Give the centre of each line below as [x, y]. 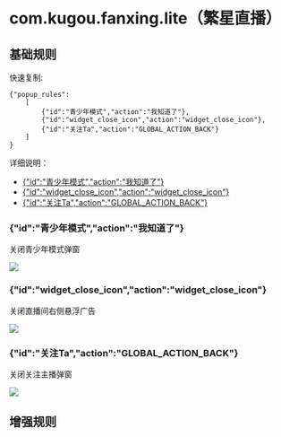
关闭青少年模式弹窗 [45, 249]
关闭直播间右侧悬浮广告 [52, 310]
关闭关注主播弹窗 [41, 374]
